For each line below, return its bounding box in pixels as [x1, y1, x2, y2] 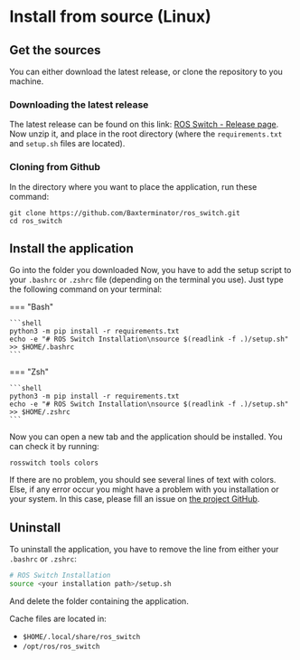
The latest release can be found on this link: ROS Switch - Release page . [9, 119, 279, 130]
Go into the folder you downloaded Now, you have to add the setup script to [9, 265, 292, 276]
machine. [9, 76, 44, 87]
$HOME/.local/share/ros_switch [22, 632, 141, 641]
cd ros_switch [9, 216, 63, 225]
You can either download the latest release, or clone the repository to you [9, 66, 283, 77]
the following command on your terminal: [9, 284, 163, 295]
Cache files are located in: [9, 613, 107, 624]
